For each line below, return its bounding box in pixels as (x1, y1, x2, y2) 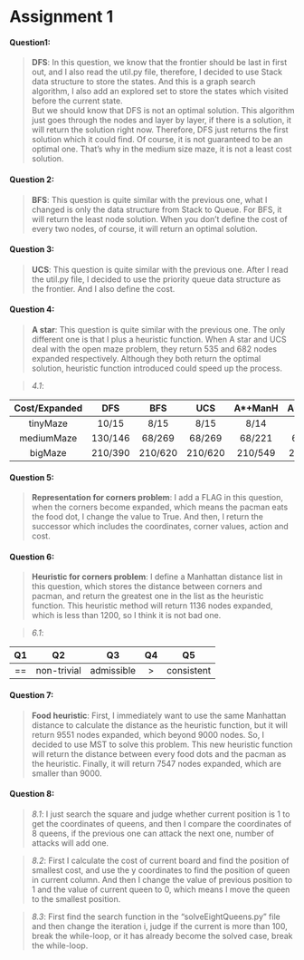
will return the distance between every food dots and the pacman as (31, 748, 287, 759)
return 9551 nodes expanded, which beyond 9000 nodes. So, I (31, 729, 265, 740)
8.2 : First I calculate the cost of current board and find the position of (31, 855, 290, 866)
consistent (166, 664, 211, 677)
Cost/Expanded (14, 402, 83, 414)
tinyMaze (28, 417, 68, 430)
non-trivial (35, 664, 81, 677)
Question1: (9, 36, 52, 47)
